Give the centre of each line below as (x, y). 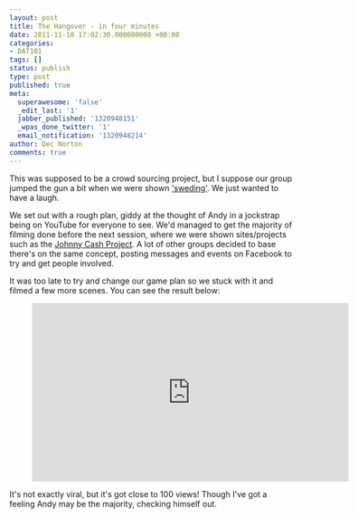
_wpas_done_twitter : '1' (64, 128)
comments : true (38, 152)
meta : (19, 93)
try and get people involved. (62, 263)
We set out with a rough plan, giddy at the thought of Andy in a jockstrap (145, 215)
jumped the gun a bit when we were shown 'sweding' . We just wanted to (144, 187)
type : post (30, 77)
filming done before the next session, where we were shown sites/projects (148, 234)
